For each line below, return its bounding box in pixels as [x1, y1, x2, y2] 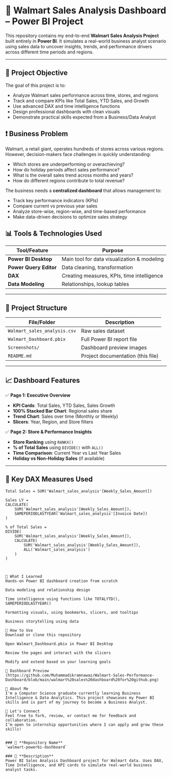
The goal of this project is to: [5, 82, 66, 88]
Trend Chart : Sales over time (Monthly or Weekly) [12, 413, 119, 419]
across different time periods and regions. [5, 49, 94, 55]
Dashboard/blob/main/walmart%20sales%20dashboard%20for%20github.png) [5, 677, 159, 682]
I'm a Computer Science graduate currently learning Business [5, 690, 141, 696]
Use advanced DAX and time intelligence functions [12, 103, 120, 109]
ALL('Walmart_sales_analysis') [24, 547, 91, 552]
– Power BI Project [5, 15, 83, 27]
